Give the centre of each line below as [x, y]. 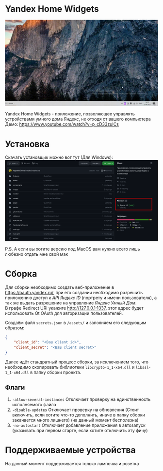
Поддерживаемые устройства [70, 450]
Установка [27, 144]
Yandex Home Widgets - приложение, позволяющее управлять [70, 114]
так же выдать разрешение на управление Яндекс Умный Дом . [71, 302]
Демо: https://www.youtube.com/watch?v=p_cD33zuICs [62, 124]
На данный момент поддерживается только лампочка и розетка [72, 463]
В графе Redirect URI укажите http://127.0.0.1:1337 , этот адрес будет [74, 308]
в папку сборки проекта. [56, 372]
